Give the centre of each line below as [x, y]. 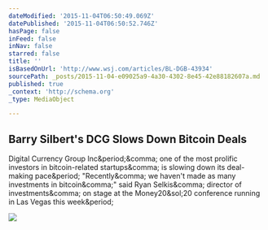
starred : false [34, 54]
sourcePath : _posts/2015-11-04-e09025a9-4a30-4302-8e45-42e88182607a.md [134, 76]
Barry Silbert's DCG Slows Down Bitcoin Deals [127, 139]
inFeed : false [33, 39]
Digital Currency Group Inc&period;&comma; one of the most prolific [123, 158]
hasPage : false [34, 31]
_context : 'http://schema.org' [62, 91]
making [21, 176]
